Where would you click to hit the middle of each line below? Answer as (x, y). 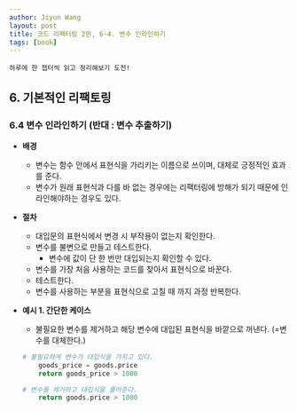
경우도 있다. (101, 198)
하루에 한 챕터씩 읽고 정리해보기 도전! (70, 68)
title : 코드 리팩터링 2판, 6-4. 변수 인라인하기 (88, 34)
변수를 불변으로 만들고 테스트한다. (94, 247)
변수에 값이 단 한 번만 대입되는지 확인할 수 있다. (130, 257)
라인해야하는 (57, 198)
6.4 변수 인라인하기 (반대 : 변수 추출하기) (91, 125)
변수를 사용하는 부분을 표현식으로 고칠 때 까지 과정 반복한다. (138, 291)
